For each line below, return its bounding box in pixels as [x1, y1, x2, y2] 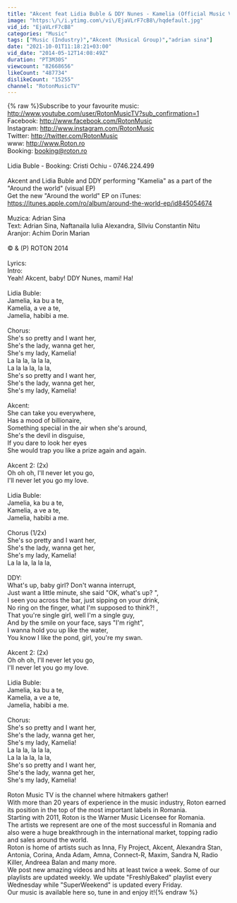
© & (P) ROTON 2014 [7, 244, 68, 252]
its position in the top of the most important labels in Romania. [7, 806, 188, 814]
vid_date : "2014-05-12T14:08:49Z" [7, 50, 109, 57]
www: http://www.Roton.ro [7, 139, 85, 148]
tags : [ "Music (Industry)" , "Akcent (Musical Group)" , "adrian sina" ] [7, 37, 213, 44]
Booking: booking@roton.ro [7, 147, 87, 155]
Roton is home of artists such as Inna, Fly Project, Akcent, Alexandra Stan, [7, 843, 223, 852]
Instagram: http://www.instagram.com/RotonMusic [7, 124, 154, 133]
